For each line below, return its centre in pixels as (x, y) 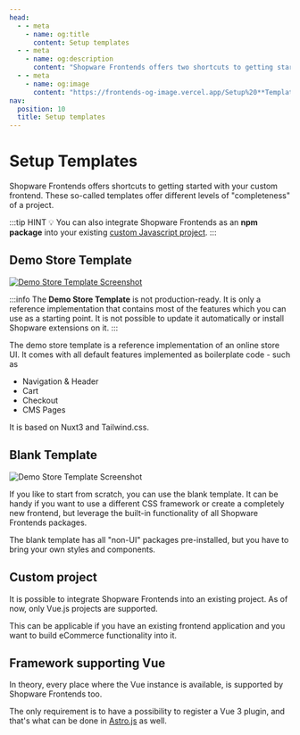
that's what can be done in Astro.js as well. (88, 721)
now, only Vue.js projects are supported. (83, 608)
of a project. (32, 205)
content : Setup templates (81, 42)
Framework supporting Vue (87, 663)
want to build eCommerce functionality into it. (93, 635)
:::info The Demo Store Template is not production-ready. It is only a (135, 299)
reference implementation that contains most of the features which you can (148, 308)
